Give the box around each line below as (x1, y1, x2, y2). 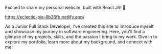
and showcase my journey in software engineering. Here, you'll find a (5, 29, 145, 34)
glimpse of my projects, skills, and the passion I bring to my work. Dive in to (5, 34, 158, 39)
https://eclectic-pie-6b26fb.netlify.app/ (5, 14, 85, 19)
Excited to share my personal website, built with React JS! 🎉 (5, 5, 126, 10)
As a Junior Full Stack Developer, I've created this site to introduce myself (5, 23, 154, 29)
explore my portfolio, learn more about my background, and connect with (5, 39, 153, 45)
